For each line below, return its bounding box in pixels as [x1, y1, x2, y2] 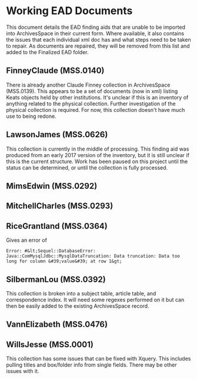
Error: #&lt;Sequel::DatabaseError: [6, 248, 96, 254]
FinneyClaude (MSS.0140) [6, 66, 105, 76]
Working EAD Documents [6, 4, 133, 18]
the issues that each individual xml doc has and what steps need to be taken [6, 36, 191, 43]
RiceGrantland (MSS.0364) [6, 221, 108, 231]
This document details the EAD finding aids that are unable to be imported [6, 24, 186, 31]
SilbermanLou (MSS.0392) [6, 274, 106, 284]
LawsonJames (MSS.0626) [6, 129, 108, 139]
